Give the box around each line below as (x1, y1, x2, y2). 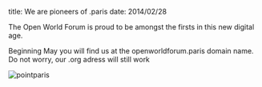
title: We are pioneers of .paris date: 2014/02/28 (8, 7, 167, 16)
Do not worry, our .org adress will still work (8, 55, 151, 64)
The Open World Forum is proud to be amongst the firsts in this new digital (8, 22, 255, 31)
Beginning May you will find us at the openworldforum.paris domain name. (8, 46, 254, 55)
